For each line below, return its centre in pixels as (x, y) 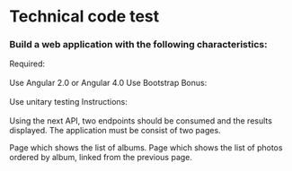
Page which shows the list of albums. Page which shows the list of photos (146, 148)
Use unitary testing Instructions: (69, 102)
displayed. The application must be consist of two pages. (115, 131)
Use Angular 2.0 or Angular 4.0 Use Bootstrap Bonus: (108, 83)
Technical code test (84, 17)
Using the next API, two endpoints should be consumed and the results (141, 121)
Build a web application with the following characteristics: (138, 45)
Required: (27, 64)
